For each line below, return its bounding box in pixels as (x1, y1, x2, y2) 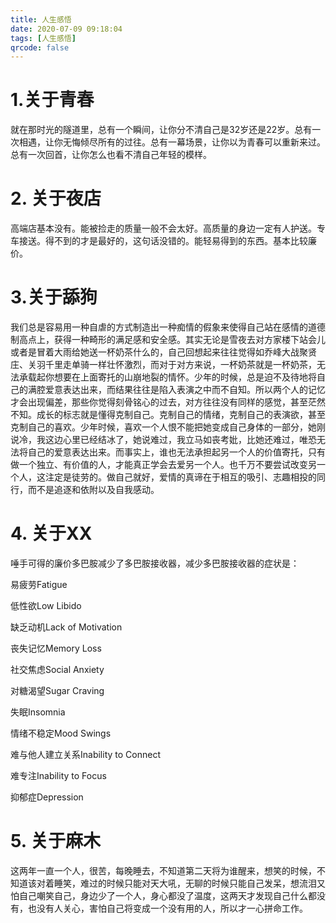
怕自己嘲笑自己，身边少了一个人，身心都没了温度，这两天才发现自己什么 (10, 889, 308, 901)
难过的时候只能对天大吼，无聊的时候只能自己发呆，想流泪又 (79, 877, 326, 889)
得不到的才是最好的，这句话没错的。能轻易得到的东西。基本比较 (44, 235, 308, 247)
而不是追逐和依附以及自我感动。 (27, 484, 160, 496)
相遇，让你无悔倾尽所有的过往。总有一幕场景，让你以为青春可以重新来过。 (18, 136, 326, 148)
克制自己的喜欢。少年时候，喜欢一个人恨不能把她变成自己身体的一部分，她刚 (10, 421, 326, 433)
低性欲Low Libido (10, 600, 82, 611)
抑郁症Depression (10, 791, 84, 803)
